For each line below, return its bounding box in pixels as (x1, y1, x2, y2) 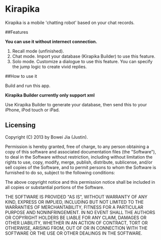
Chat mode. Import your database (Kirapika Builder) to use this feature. (12, 53, 156, 59)
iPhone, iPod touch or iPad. (5, 107, 60, 113)
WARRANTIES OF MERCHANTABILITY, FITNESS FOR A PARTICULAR (5, 204, 143, 210)
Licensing (5, 121, 36, 129)
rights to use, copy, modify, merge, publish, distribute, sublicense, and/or (5, 159, 153, 165)
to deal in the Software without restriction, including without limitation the (5, 154, 153, 160)
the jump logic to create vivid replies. (12, 64, 87, 70)
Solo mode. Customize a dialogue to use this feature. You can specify (12, 58, 153, 64)
